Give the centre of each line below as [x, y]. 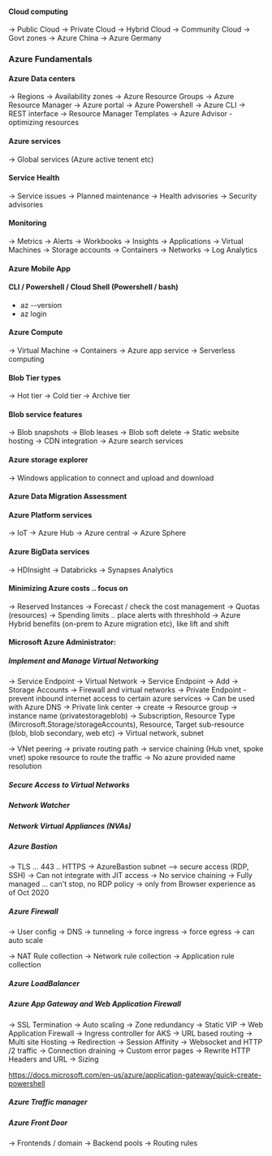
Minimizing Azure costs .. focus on [68, 589]
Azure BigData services [49, 551]
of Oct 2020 [29, 893]
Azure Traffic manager [48, 1102]
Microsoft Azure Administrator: [62, 642]
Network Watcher [39, 806]
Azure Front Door [38, 1123]
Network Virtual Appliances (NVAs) [70, 826]
